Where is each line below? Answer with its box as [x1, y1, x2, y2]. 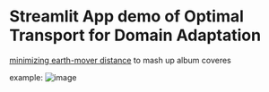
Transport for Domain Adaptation [9, 25, 262, 46]
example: [9, 71, 43, 82]
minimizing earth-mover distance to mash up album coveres [9, 54, 231, 65]
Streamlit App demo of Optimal [9, 6, 245, 27]
